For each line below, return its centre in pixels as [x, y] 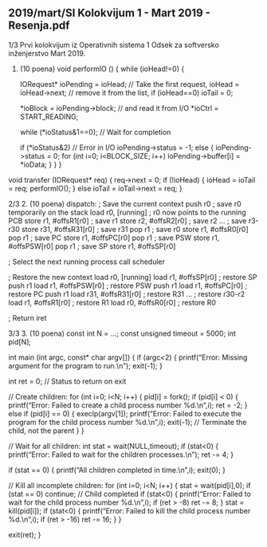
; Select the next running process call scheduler [87, 262]
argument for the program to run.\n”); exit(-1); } [86, 365]
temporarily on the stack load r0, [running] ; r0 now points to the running [128, 212]
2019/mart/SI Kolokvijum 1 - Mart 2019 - [110, 13]
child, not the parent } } [47, 431]
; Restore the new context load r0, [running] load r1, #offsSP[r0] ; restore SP [133, 277]
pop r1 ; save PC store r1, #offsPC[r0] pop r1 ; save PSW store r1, [114, 238]
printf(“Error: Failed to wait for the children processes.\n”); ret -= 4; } [121, 455]
